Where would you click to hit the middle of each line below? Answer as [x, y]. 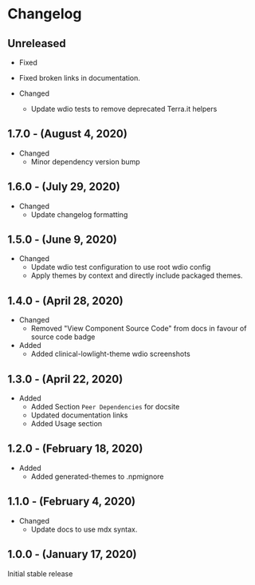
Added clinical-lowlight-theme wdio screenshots [110, 354]
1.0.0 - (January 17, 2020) [72, 554]
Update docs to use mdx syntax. [84, 529]
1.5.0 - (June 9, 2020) [62, 240]
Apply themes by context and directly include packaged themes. [137, 275]
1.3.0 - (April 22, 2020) [65, 379]
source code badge [63, 337]
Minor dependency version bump [85, 161]
